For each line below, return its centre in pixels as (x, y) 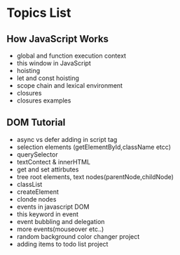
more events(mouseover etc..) (60, 229)
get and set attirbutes (48, 169)
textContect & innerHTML (54, 162)
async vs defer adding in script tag (67, 139)
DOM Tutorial (36, 123)
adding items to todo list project (62, 244)
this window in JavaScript (54, 63)
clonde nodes (36, 199)
